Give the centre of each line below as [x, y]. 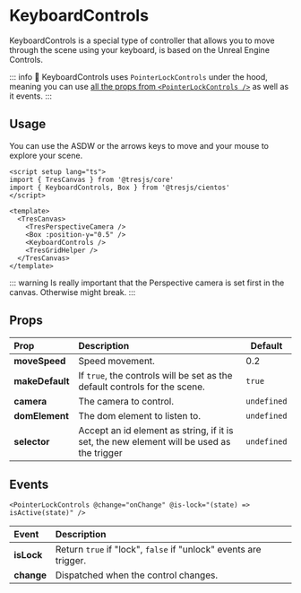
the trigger [100, 452]
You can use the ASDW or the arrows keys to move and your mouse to [139, 145]
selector [32, 441]
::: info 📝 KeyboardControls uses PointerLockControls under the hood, [139, 76]
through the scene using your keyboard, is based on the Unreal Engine [140, 49]
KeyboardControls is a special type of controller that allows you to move [142, 40]
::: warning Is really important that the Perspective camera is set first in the [147, 283]
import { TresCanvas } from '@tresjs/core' [92, 179]
